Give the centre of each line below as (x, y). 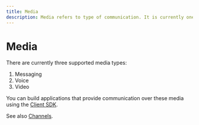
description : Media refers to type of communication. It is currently (95, 17)
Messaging (28, 74)
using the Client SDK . (32, 105)
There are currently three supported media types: (67, 63)
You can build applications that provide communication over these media (95, 98)
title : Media (22, 12)
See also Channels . (30, 116)
